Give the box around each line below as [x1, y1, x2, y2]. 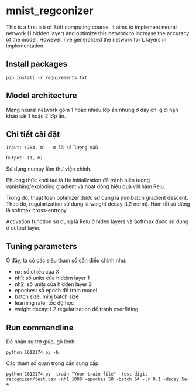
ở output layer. [6, 224, 41, 231]
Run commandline [6, 322, 74, 332]
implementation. [6, 42, 45, 49]
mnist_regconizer [6, 4, 94, 18]
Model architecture [6, 91, 77, 101]
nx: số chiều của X [14, 268, 60, 275]
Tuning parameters [6, 241, 77, 251]
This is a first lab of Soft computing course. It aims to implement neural [6, 23, 177, 30]
